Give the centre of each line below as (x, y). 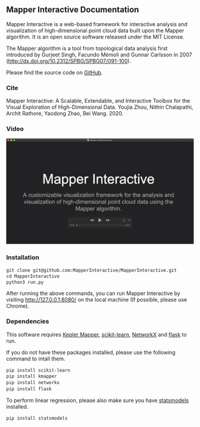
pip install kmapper (32, 376)
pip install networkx (33, 383)
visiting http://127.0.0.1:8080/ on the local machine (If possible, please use (97, 300)
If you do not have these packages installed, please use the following (91, 352)
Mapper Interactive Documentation (73, 10)
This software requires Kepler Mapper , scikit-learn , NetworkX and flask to (96, 334)
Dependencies (28, 322)
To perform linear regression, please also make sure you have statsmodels (98, 400)
